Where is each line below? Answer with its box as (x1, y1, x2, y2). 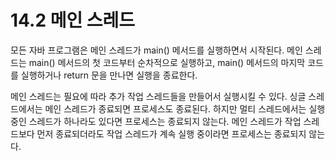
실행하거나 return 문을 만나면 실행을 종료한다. (20, 69, 198, 81)
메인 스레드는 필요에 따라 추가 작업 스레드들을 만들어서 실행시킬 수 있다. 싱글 (10, 90, 307, 102)
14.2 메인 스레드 (10, 9, 136, 32)
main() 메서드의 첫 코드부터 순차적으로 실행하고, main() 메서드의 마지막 (28, 56, 306, 68)
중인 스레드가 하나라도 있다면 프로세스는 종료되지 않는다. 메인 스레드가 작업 (10, 115, 302, 127)
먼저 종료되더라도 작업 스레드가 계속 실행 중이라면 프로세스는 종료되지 (36, 127, 307, 140)
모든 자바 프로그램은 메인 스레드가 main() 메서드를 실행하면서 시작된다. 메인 (10, 44, 303, 56)
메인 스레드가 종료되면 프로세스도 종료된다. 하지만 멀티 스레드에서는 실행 (44, 102, 326, 115)
